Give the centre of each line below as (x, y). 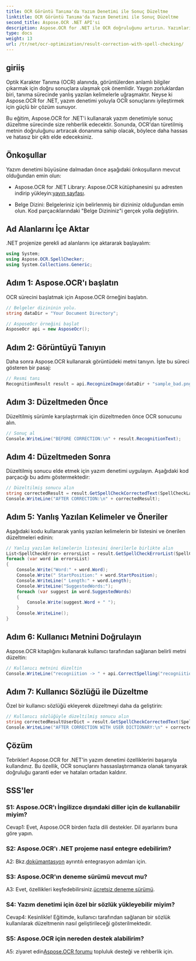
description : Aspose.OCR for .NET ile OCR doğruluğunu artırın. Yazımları (99, 28)
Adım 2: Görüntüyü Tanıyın (56, 347)
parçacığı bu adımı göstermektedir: (48, 477)
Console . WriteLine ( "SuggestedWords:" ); (65, 586)
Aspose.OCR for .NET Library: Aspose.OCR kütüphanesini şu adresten (99, 187)
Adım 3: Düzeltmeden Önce (57, 402)
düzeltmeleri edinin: (30, 537)
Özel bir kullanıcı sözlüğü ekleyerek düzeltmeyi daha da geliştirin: (84, 706)
